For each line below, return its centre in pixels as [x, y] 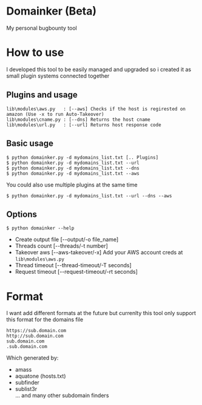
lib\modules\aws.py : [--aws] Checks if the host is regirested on [96, 109]
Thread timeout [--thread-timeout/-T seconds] [73, 265]
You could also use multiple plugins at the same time [72, 185]
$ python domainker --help [40, 228]
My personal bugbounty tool [42, 28]
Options [22, 214]
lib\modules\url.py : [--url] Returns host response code [84, 125]
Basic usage [30, 144]
